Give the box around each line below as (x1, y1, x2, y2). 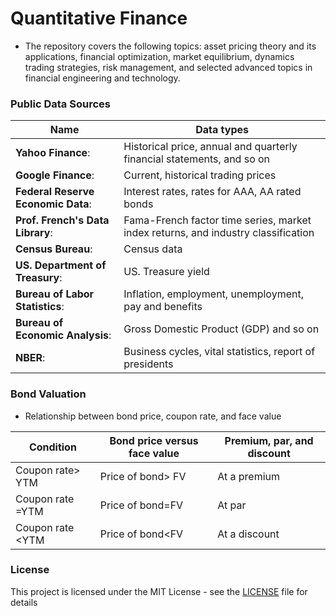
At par (217, 498, 247, 512)
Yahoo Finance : (15, 146, 91, 160)
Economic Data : (15, 197, 92, 211)
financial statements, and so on (123, 152, 271, 166)
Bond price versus (109, 433, 199, 447)
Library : (15, 226, 53, 240)
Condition (28, 440, 77, 454)
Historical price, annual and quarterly (123, 140, 298, 154)
